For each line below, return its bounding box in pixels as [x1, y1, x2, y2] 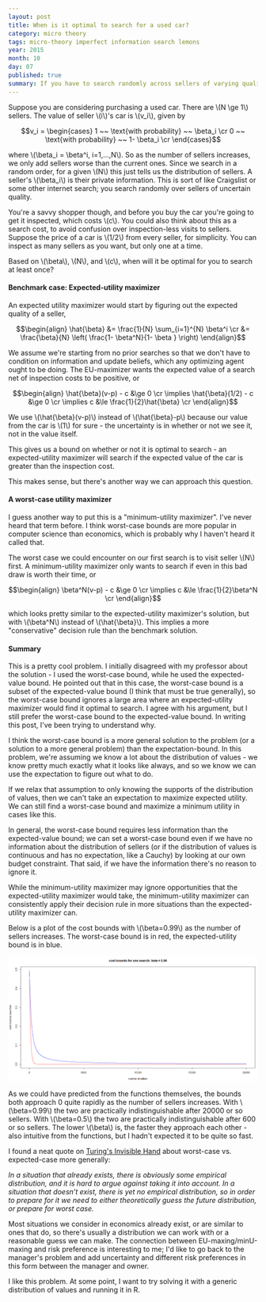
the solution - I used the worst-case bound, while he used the [8, 670, 210, 680]
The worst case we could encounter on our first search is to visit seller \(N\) [8, 553, 256, 562]
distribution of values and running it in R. [8, 1285, 140, 1295]
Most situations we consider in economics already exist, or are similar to [8, 1220, 244, 1229]
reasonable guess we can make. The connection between [8, 1236, 197, 1246]
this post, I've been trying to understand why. [8, 721, 157, 730]
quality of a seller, [8, 309, 66, 318]
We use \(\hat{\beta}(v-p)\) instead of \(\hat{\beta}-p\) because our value [8, 412, 248, 421]
